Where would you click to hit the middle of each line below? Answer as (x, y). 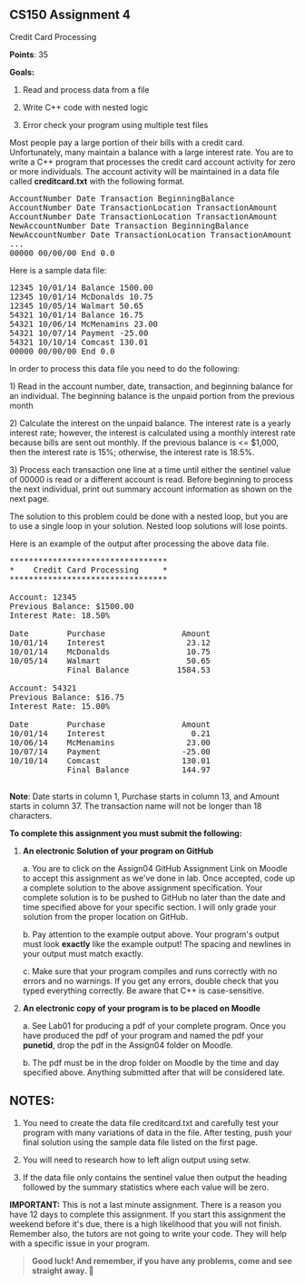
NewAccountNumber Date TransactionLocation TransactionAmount (151, 234)
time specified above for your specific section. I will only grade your (149, 907)
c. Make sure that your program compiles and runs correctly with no (150, 971)
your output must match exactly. (83, 953)
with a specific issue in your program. (80, 1243)
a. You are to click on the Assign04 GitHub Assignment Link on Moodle (155, 868)
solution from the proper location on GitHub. (105, 916)
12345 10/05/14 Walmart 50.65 (77, 305)
